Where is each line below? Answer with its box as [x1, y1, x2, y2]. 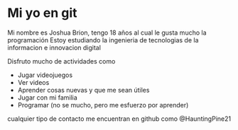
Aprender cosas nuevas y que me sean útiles [17, 85, 150, 94]
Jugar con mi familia [17, 93, 78, 102]
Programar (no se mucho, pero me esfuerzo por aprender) [17, 100, 189, 109]
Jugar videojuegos [17, 71, 73, 79]
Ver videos [17, 78, 50, 86]
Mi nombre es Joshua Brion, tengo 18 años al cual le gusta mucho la [7, 28, 207, 37]
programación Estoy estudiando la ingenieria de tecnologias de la [7, 35, 199, 44]
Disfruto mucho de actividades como [7, 57, 116, 65]
